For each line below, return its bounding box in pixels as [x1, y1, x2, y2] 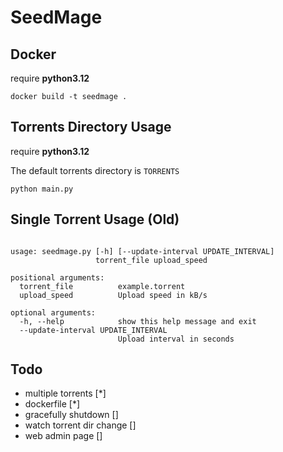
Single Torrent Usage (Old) [10, 211, 180, 228]
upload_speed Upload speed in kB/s [19, 290, 208, 300]
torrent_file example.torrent [19, 281, 186, 291]
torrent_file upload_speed [95, 255, 208, 265]
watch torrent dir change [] [24, 419, 137, 431]
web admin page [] [24, 430, 103, 442]
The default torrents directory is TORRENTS [10, 164, 180, 176]
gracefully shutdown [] [24, 409, 119, 421]
